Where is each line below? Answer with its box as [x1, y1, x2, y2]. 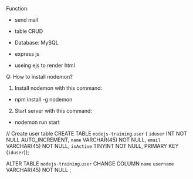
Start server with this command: [14, 107, 93, 114]
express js [14, 50, 40, 58]
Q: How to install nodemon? [6, 73, 73, 80]
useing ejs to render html [14, 62, 75, 69]
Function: [6, 5, 29, 12]
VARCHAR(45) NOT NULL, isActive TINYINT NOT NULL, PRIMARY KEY [6, 143, 179, 149]
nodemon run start [14, 119, 60, 126]
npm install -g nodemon [14, 96, 73, 103]
